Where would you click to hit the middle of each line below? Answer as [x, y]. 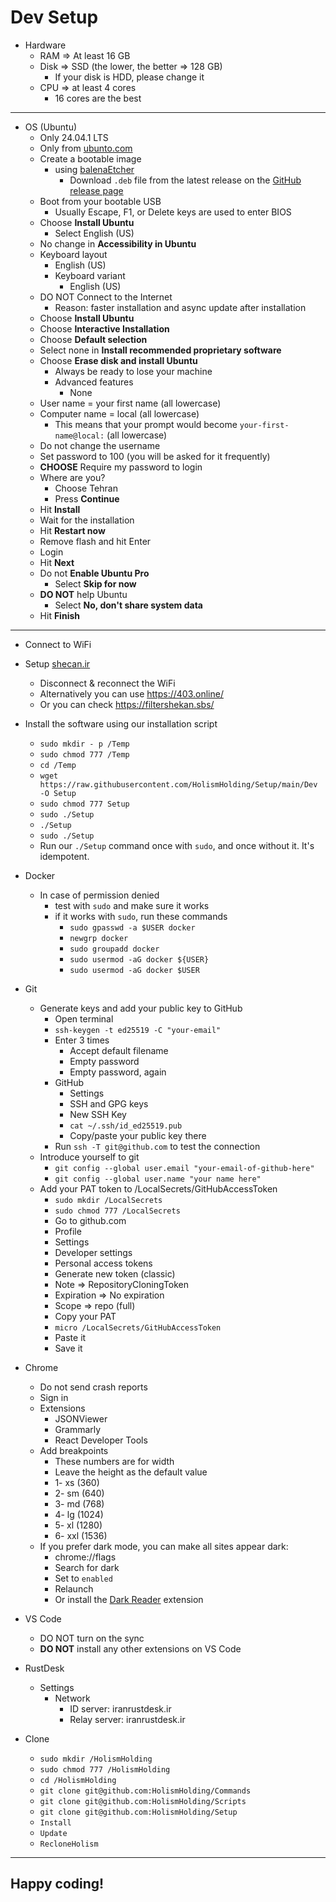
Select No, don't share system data [128, 605]
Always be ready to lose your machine [133, 371]
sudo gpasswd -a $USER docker [132, 927]
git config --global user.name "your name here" [158, 1179]
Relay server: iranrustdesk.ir [127, 1719]
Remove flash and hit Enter [95, 541]
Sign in [54, 1397]
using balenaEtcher [94, 169]
